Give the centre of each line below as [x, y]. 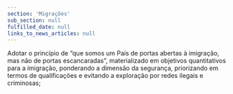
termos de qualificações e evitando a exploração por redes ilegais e [105, 76]
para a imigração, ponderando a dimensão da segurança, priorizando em [113, 68]
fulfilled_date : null [39, 27]
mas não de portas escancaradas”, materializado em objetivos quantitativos [117, 61]
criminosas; [24, 83]
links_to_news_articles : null [52, 33]
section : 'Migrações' [39, 14]
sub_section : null [34, 20]
